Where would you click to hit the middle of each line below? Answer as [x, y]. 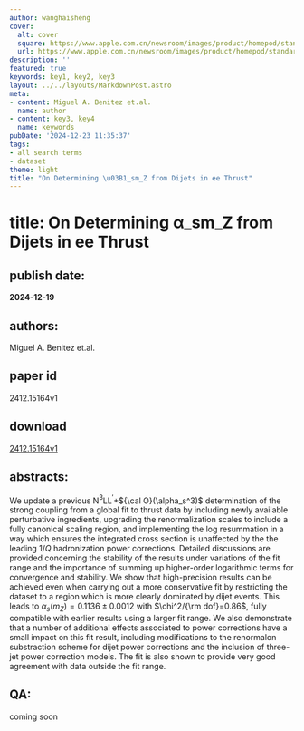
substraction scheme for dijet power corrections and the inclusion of [137, 647]
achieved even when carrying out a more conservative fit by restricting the [148, 587]
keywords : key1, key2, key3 [62, 77]
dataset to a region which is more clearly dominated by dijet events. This [145, 597]
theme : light [34, 170]
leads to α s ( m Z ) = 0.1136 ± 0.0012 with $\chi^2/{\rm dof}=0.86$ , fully [138, 607]
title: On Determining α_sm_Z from [142, 223]
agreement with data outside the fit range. [88, 666]
